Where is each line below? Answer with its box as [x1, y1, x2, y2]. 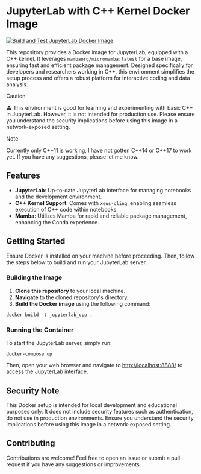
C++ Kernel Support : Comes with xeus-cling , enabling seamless [14, 199, 176, 206]
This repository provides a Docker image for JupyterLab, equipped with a [6, 48, 188, 55]
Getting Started [6, 236, 66, 247]
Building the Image [6, 273, 62, 282]
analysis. [6, 80, 28, 88]
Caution [6, 92, 26, 100]
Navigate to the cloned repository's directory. [14, 294, 129, 301]
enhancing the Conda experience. [14, 218, 99, 226]
